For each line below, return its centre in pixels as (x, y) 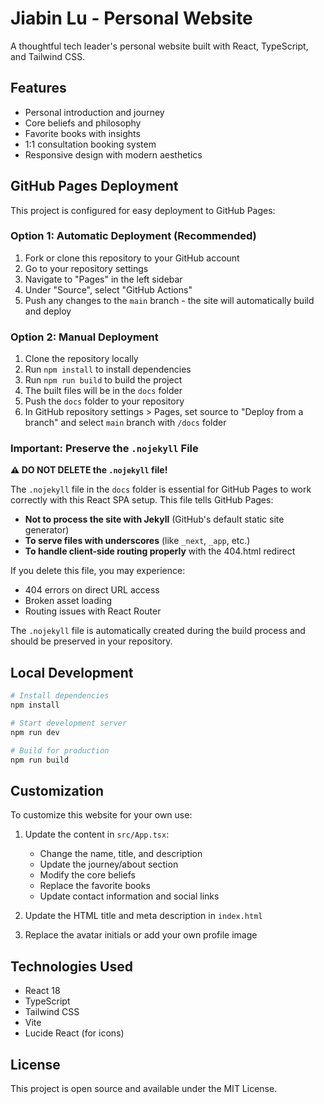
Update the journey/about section (109, 864)
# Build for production (60, 750)
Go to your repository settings (86, 268)
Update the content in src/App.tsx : (97, 834)
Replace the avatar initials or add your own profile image (141, 935)
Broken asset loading (68, 601)
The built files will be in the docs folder (103, 391)
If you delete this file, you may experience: (98, 571)
